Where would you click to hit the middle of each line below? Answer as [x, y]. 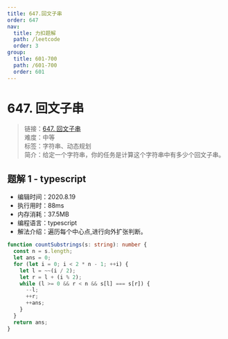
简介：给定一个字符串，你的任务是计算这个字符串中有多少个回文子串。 [124, 155]
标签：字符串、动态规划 [58, 146]
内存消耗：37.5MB [43, 214]
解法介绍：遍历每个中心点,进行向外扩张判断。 [82, 232]
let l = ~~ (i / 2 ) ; [48, 271]
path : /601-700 [35, 65]
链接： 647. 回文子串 [52, 129]
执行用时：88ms [41, 206]
